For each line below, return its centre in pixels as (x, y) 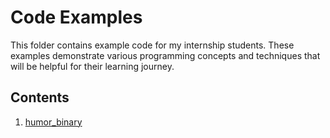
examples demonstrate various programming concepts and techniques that (165, 55)
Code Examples (76, 17)
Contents (40, 97)
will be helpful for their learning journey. (92, 66)
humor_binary (53, 122)
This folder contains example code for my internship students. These (152, 45)
